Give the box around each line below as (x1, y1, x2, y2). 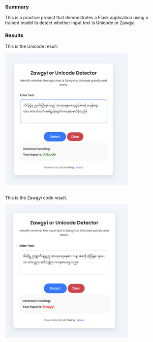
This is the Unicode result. (5, 43, 58, 49)
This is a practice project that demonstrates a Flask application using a (5, 15, 149, 21)
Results (5, 32, 24, 39)
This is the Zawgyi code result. (5, 195, 67, 200)
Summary (5, 3, 30, 10)
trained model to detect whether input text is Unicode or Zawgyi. (5, 20, 136, 26)
